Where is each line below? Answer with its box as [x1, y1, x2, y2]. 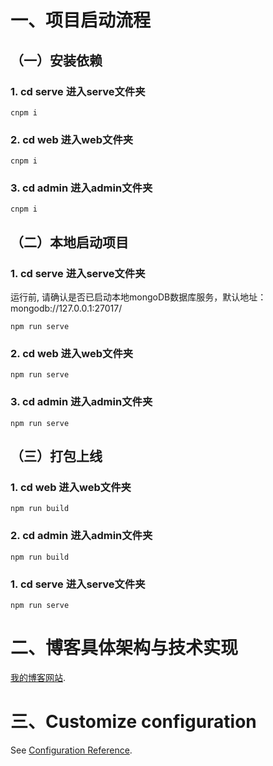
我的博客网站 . [10, 671, 67, 683]
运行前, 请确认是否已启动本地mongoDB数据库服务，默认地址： [10, 291, 267, 303]
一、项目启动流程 [10, 9, 152, 32]
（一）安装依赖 [10, 52, 103, 69]
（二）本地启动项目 [10, 234, 129, 251]
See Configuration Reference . [10, 744, 133, 756]
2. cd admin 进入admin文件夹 [10, 529, 153, 543]
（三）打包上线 [10, 448, 103, 465]
